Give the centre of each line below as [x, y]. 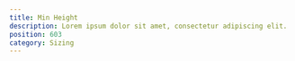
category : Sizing [42, 43]
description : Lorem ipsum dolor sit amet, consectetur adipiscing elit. [148, 26]
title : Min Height [44, 17]
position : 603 [36, 34]
